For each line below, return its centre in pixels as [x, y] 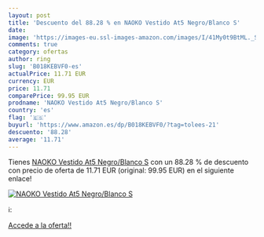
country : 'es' [31, 111]
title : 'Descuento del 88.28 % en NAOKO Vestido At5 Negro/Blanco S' [125, 23]
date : [17, 30]
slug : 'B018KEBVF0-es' [45, 67]
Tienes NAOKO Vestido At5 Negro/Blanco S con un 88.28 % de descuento [128, 162]
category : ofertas [38, 52]
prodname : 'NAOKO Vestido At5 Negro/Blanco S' [86, 103]
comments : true [33, 45]
